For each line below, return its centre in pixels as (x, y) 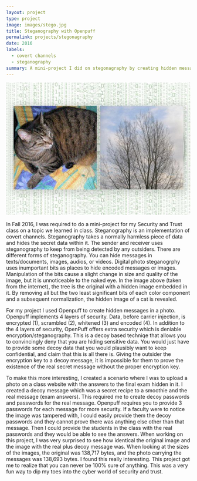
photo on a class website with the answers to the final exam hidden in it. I (94, 384)
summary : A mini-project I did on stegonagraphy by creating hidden (91, 68)
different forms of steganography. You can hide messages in (79, 255)
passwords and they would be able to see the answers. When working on (95, 434)
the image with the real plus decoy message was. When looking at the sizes (98, 446)
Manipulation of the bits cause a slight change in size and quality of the (92, 274)
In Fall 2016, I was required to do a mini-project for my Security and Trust (94, 224)
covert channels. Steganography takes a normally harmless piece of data (94, 236)
